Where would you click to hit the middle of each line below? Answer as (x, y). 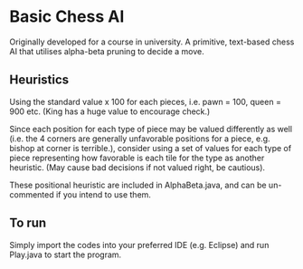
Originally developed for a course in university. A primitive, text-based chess (152, 42)
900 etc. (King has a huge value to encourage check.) (110, 111)
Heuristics (39, 80)
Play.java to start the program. (66, 255)
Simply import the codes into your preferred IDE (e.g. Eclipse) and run (139, 245)
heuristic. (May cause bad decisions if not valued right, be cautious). (137, 167)
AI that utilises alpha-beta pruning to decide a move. (107, 51)
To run (28, 223)
